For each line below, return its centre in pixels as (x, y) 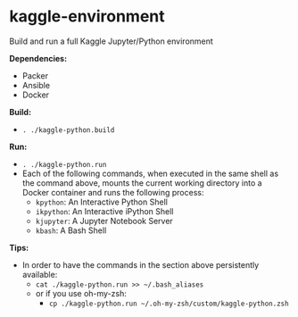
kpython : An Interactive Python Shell (101, 202)
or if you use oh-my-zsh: (81, 293)
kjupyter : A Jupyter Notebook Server (104, 221)
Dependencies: (38, 58)
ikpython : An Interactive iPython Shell (104, 211)
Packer (35, 75)
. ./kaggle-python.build (68, 130)
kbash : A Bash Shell (71, 230)
